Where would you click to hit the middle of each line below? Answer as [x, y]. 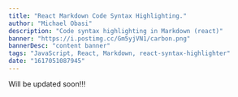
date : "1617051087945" [47, 61]
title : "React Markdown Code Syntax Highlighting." [97, 16]
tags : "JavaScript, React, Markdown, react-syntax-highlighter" [119, 53]
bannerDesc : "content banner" [60, 46]
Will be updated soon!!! [47, 84]
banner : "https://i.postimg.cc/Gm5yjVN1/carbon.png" [100, 38]
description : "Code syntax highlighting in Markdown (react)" [116, 31]
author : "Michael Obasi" [50, 23]
